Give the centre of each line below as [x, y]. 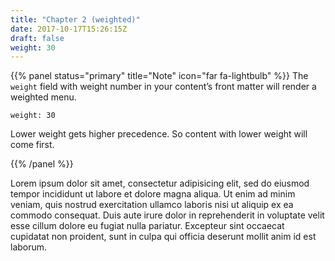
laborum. [29, 247]
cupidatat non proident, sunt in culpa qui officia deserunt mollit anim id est [163, 237]
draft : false [37, 38]
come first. [32, 145]
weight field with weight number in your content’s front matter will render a [163, 87]
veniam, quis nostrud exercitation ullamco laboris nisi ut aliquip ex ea [152, 205]
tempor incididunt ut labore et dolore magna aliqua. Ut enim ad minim [153, 194]
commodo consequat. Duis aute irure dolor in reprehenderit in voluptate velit [167, 215]
